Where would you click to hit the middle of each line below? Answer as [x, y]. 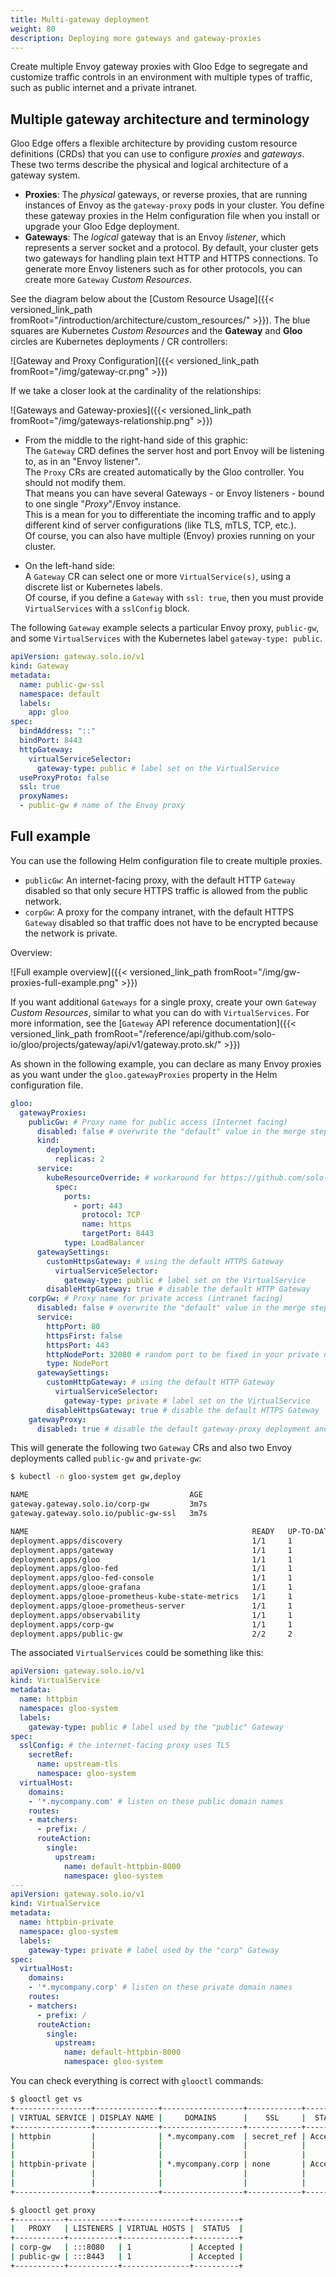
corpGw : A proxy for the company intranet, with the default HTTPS [159, 912]
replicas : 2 [79, 1159]
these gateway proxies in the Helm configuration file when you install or [172, 216]
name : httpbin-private [66, 1922]
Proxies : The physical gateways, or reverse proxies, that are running [166, 195]
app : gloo [49, 712]
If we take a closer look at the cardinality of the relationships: [136, 391]
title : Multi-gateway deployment [80, 19]
